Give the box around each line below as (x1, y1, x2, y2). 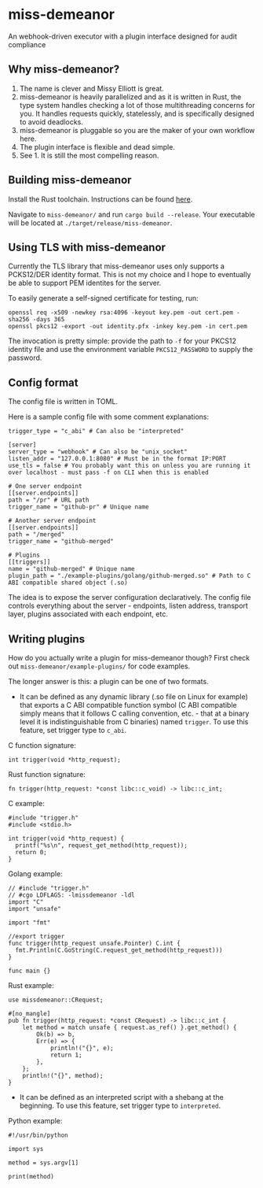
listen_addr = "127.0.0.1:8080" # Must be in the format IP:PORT (8, 455, 226, 463)
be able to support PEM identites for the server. (8, 278, 162, 288)
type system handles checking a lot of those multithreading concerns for (19, 100, 255, 109)
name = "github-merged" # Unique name (8, 565, 135, 573)
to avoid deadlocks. (19, 117, 84, 127)
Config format (8, 376, 79, 389)
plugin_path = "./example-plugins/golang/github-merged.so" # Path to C (8, 572, 251, 580)
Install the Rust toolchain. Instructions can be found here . (8, 194, 193, 204)
